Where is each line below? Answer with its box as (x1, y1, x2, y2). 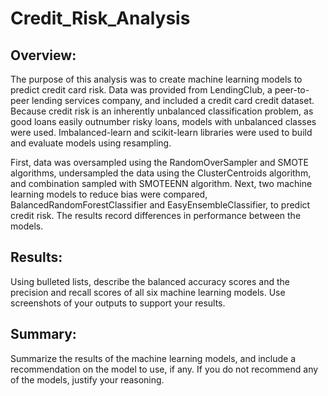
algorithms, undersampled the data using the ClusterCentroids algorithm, (10, 167, 312, 179)
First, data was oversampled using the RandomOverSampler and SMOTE (10, 157, 309, 168)
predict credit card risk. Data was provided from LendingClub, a (10, 84, 273, 96)
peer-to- (274, 84, 310, 96)
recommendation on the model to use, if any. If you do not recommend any (10, 363, 319, 375)
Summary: (10, 326, 77, 343)
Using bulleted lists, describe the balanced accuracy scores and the (10, 275, 290, 287)
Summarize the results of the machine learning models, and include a (10, 352, 297, 364)
